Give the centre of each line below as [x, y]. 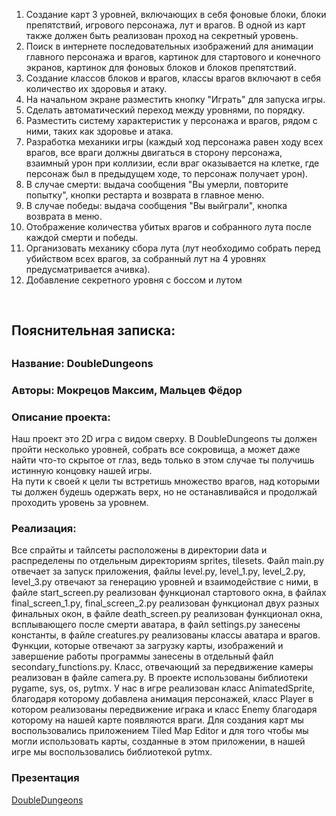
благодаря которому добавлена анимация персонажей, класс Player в [162, 699]
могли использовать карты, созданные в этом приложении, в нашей [158, 741]
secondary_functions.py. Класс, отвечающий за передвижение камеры [162, 667]
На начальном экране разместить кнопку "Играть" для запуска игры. [175, 99]
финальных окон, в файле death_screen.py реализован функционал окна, [167, 614]
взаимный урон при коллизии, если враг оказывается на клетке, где [172, 163]
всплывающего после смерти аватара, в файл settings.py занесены [156, 625]
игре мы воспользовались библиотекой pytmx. [112, 752]
